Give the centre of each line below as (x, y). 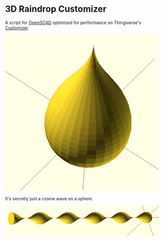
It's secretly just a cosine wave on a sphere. (49, 199)
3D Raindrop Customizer (56, 9)
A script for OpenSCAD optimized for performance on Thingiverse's (73, 23)
